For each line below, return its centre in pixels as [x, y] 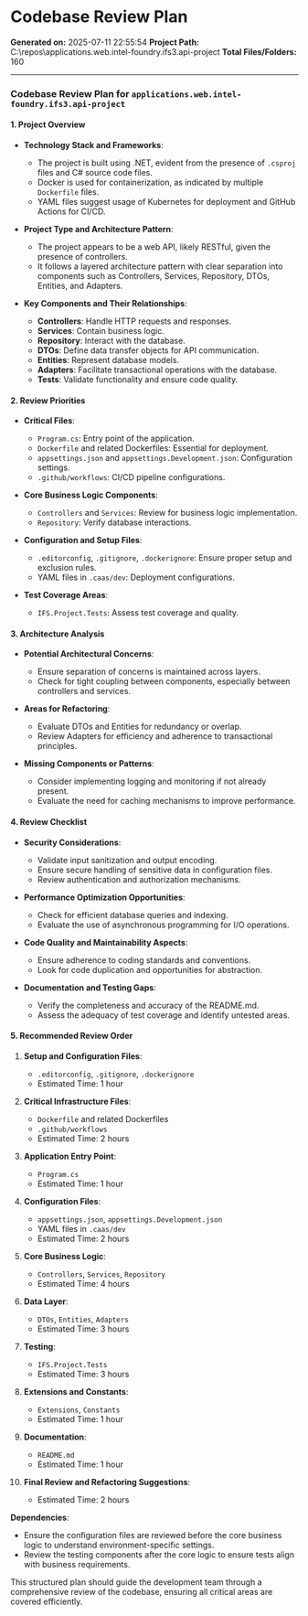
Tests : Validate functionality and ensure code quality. [138, 380]
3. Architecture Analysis [58, 634]
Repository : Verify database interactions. [114, 522]
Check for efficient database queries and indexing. [133, 915]
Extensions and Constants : [76, 1391]
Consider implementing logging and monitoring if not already [152, 781]
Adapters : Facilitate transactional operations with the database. [157, 370]
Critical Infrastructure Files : [77, 1101]
